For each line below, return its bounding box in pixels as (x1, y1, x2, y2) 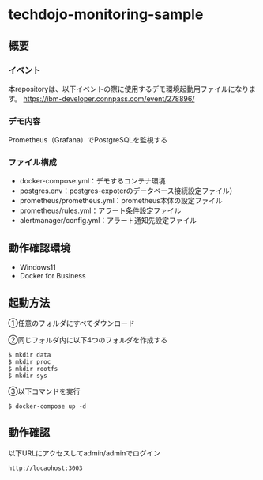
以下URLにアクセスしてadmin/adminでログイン (8, 448, 160, 458)
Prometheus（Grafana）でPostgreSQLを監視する (8, 135, 168, 145)
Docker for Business (19, 271, 86, 281)
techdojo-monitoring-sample (8, 6, 204, 24)
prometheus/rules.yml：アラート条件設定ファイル (19, 206, 182, 215)
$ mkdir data (8, 351, 51, 359)
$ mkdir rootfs (8, 365, 58, 373)
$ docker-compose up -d (8, 403, 87, 410)
